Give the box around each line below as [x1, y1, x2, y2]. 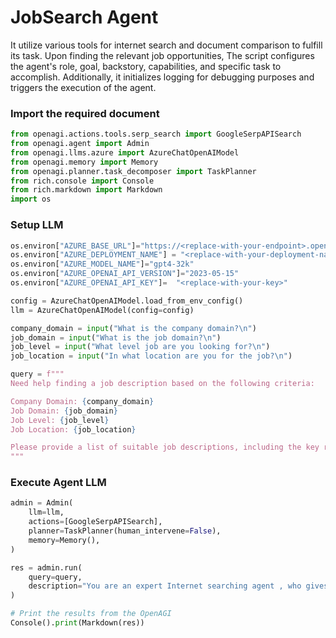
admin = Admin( [10, 498, 74, 508]
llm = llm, [28, 507, 65, 518]
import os [10, 194, 52, 205]
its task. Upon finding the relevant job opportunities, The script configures [10, 49, 315, 61]
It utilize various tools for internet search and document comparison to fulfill [10, 39, 323, 51]
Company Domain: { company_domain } [10, 396, 155, 406]
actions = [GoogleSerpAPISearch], [28, 517, 163, 527]
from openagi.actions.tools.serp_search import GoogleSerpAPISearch [10, 129, 302, 140]
